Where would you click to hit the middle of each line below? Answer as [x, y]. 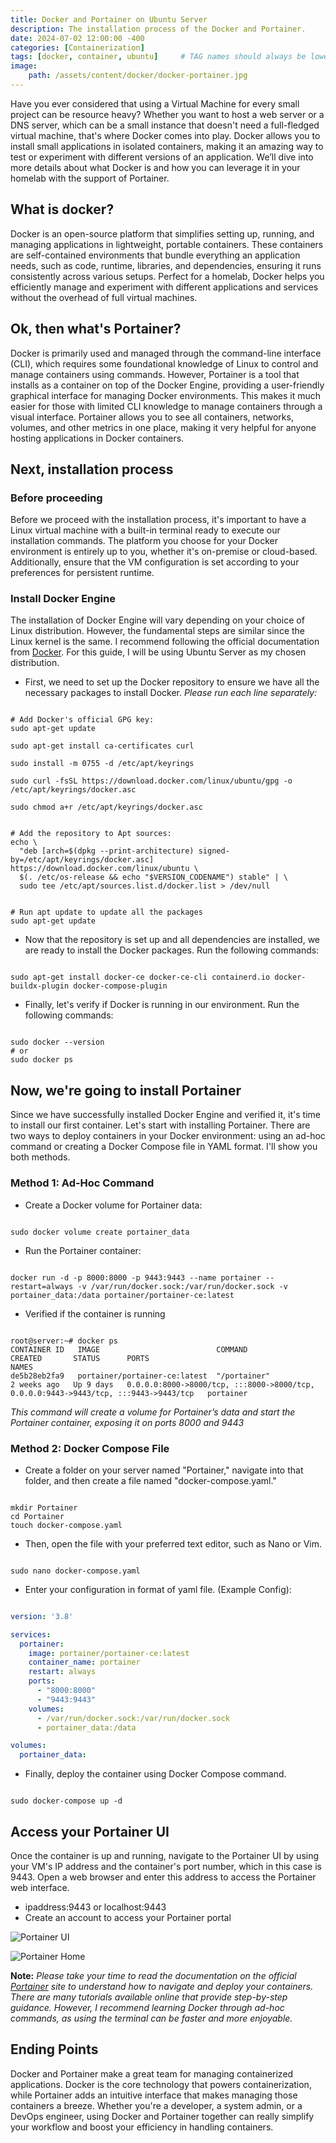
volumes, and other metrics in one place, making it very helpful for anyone [163, 427]
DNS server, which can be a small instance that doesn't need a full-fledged [165, 125]
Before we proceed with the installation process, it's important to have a [158, 520]
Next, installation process [92, 469]
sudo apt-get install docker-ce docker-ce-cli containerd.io [140, 977]
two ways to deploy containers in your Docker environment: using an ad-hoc [168, 1136]
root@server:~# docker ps [64, 1341]
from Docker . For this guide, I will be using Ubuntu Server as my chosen [158, 652]
